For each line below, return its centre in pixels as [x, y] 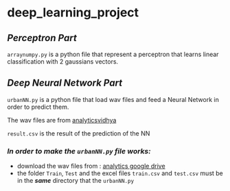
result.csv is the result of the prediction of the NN [79, 133]
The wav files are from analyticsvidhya [62, 120]
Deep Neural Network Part [65, 83]
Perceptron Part [42, 38]
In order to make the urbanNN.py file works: [79, 151]
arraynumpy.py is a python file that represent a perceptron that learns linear [113, 54]
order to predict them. [38, 107]
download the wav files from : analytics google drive [91, 166]
